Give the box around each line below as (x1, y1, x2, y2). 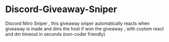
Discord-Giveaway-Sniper (5, 4, 118, 15)
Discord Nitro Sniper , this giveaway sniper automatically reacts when (5, 20, 150, 26)
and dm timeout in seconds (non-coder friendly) (5, 31, 105, 37)
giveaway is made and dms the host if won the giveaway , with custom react (5, 25, 164, 31)
